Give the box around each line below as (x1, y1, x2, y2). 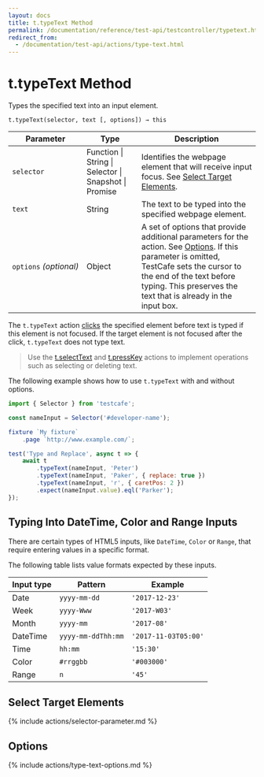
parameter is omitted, (141, 251, 221, 262)
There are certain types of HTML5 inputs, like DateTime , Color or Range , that (8, 537, 251, 546)
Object (86, 261, 112, 272)
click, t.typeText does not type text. (8, 337, 126, 347)
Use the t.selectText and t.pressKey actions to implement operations (27, 352, 249, 362)
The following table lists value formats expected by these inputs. (8, 560, 217, 570)
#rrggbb (59, 657, 88, 666)
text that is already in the (141, 291, 233, 302)
